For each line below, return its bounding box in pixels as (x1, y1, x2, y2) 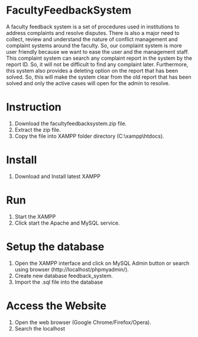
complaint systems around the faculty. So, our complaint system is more (6, 42, 182, 49)
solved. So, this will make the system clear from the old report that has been (6, 73, 191, 80)
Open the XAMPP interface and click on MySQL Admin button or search (14, 260, 190, 267)
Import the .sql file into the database (14, 278, 103, 286)
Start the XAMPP (14, 213, 56, 220)
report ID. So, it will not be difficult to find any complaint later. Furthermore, (6, 60, 189, 68)
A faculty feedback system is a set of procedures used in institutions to (6, 23, 180, 30)
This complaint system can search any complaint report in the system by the (6, 54, 192, 61)
